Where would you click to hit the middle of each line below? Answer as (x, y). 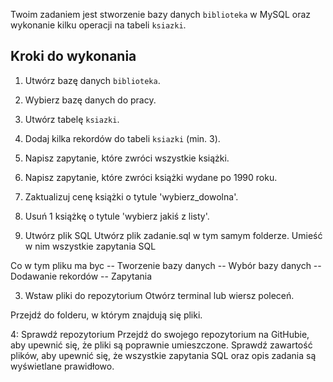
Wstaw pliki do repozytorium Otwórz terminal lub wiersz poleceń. (159, 295)
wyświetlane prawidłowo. (62, 366)
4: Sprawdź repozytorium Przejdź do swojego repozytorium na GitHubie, (160, 334)
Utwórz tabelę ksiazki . (72, 119)
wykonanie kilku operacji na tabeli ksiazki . (98, 25)
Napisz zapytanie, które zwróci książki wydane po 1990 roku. (151, 177)
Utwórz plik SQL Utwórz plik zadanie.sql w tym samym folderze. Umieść (173, 235)
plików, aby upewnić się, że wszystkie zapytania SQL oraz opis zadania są (163, 355)
